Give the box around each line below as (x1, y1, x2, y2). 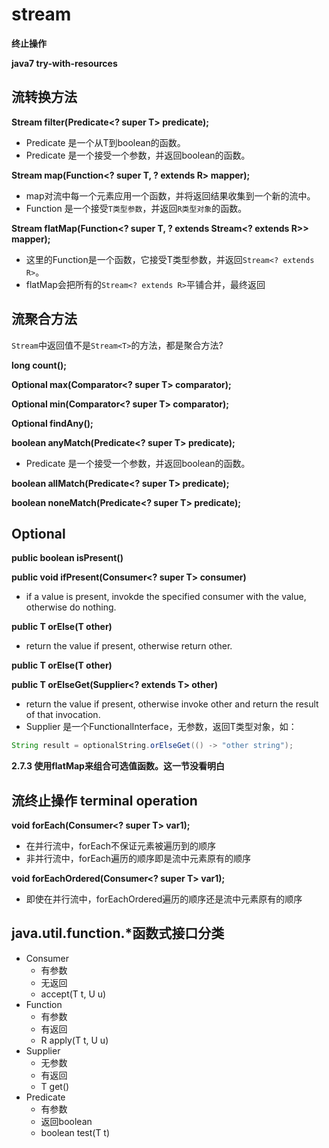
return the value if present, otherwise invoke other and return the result (25, 698, 319, 710)
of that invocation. (25, 709, 101, 721)
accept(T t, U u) (40, 988, 107, 1000)
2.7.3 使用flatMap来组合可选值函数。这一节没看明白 (11, 760, 225, 772)
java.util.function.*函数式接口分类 (11, 925, 225, 942)
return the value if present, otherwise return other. (25, 640, 233, 652)
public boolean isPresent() (11, 552, 124, 564)
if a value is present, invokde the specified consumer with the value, (25, 591, 307, 603)
